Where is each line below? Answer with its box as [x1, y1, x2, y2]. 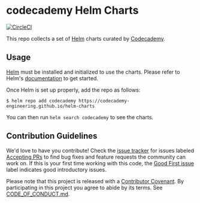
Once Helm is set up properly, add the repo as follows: [6, 86, 141, 93]
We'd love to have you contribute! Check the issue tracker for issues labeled [6, 147, 195, 154]
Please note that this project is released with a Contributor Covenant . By [6, 177, 184, 184]
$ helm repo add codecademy [6, 98, 77, 104]
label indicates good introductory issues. [6, 166, 107, 173]
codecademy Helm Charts [6, 4, 139, 17]
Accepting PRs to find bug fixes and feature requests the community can [6, 153, 186, 160]
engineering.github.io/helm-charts [6, 103, 95, 109]
